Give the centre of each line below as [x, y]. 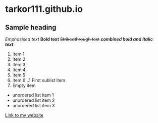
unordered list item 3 [33, 105]
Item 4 [19, 70]
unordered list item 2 [33, 100]
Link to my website [24, 115]
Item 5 [19, 75]
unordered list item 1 [33, 95]
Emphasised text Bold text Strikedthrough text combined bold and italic [79, 39]
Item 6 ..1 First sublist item [39, 80]
